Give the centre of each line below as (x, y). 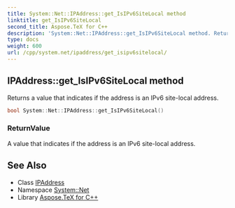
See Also (27, 166)
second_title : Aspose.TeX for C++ (58, 27)
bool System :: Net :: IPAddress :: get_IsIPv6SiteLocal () (86, 110)
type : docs (23, 40)
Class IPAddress (41, 182)
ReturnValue (29, 128)
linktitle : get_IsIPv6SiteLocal (54, 20)
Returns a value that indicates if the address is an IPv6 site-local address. (113, 98)
